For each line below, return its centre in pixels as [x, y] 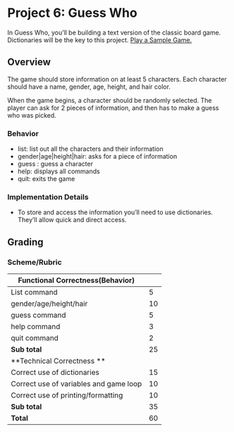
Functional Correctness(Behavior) [76, 280]
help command [36, 327]
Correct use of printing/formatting [67, 395]
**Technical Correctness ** [58, 361]
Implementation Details [48, 197]
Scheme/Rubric [35, 262]
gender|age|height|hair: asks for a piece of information [97, 156]
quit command [35, 338]
